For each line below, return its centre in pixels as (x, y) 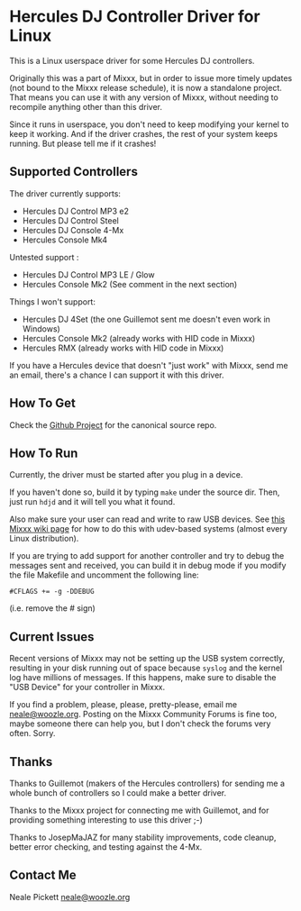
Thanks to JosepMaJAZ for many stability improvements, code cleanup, (143, 837)
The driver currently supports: (65, 193)
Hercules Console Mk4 (65, 240)
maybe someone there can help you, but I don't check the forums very (140, 724)
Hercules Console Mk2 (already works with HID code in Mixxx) (139, 338)
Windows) (41, 328)
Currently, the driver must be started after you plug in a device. (126, 475)
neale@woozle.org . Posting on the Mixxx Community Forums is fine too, (143, 715)
